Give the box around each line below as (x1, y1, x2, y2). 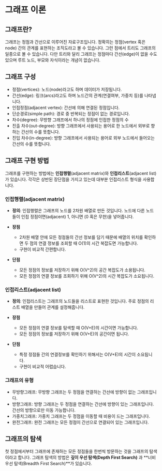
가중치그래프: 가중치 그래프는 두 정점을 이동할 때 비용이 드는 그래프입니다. (12, 413, 150, 419)
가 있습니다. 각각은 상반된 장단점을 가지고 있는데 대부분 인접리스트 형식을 (5, 176, 142, 182)
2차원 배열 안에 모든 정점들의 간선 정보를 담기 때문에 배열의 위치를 (19, 234, 144, 240)
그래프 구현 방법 (5, 157, 49, 165)
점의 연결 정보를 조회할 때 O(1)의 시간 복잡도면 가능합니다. (29, 240, 138, 246)
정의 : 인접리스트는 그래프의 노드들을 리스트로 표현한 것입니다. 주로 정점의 (12, 298, 149, 304)
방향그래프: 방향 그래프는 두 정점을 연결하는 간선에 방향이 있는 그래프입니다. (12, 401, 154, 407)
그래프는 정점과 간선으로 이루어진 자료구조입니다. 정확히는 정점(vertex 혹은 (5, 39, 146, 45)
